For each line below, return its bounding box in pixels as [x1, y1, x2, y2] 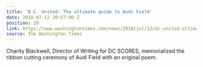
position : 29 [6, 20, 39, 26]
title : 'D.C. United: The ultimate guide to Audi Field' [6, 8, 153, 15]
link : [6, 25, 20, 32]
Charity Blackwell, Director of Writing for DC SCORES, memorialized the [6, 47, 185, 54]
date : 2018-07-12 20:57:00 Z [6, 14, 80, 20]
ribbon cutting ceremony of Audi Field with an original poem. [6, 54, 157, 61]
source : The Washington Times [6, 31, 83, 37]
